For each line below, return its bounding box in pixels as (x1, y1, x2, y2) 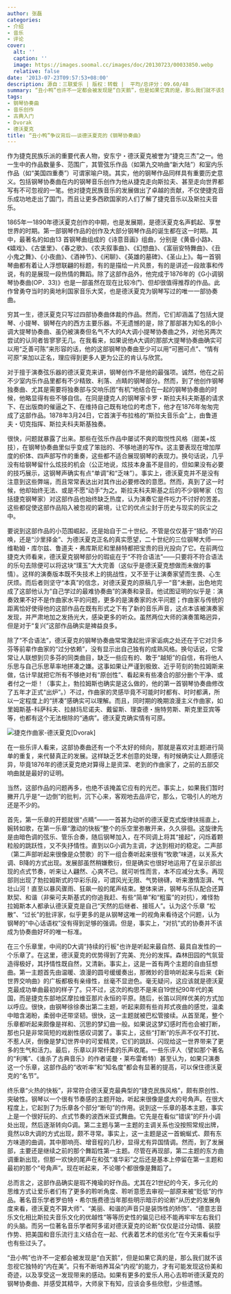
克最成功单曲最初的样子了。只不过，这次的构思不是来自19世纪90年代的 (7, 986, 208, 994)
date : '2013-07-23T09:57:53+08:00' (7, 74, 109, 81)
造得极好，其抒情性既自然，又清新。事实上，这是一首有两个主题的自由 (7, 959, 206, 968)
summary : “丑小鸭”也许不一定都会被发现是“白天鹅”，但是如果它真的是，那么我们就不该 (7, 87, 221, 94)
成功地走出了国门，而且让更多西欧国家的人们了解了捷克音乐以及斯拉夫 (12, 195, 212, 203)
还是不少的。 (7, 801, 43, 809)
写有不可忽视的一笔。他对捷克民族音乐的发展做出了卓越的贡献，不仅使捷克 (7, 186, 218, 195)
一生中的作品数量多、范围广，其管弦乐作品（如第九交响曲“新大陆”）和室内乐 (7, 160, 223, 169)
